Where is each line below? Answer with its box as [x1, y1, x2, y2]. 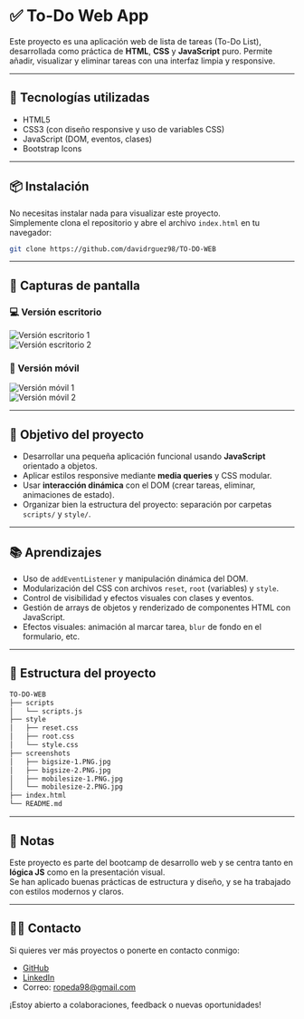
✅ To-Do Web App [9, 5, 149, 26]
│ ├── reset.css [9, 723, 79, 733]
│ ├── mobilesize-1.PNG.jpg [9, 774, 124, 783]
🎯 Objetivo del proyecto [9, 427, 145, 442]
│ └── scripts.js [9, 706, 83, 716]
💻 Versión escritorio [9, 306, 102, 318]
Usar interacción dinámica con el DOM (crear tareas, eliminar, [22, 480, 256, 490]
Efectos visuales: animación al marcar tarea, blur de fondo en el [22, 622, 262, 633]
